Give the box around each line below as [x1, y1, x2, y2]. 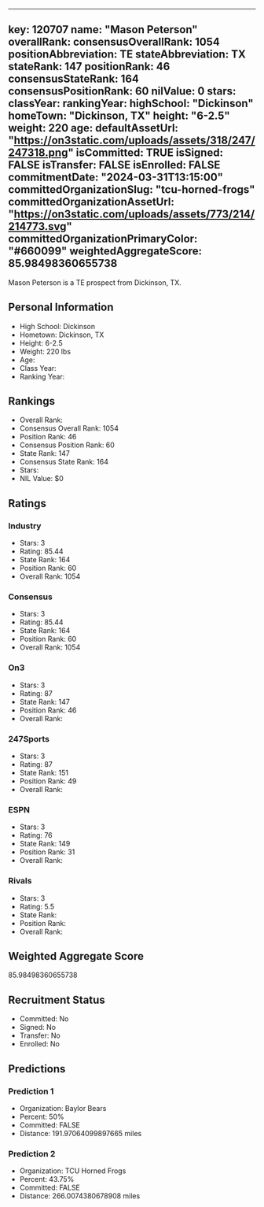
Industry [8, 520, 42, 531]
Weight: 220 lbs [19, 346, 71, 356]
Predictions [8, 1062, 66, 1076]
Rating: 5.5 [19, 902, 55, 911]
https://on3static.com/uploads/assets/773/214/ [13, 208, 255, 221]
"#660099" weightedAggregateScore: [8, 245, 203, 258]
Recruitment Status [8, 993, 106, 1006]
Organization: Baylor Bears [19, 1103, 107, 1113]
